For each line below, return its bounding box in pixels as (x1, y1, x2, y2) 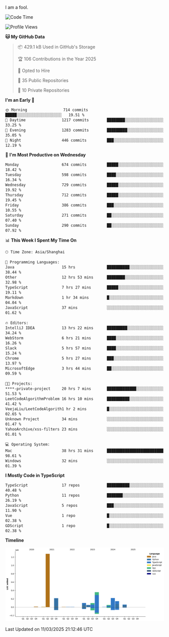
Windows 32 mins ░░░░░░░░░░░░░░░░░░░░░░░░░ (5, 458, 164, 463)
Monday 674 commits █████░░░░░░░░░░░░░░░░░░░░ (5, 162, 164, 167)
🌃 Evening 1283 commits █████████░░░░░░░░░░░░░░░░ (5, 128, 164, 133)
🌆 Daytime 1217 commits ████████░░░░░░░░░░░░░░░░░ (5, 117, 164, 123)
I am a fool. (5, 5, 29, 10)
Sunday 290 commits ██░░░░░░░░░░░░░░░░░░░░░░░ (5, 223, 164, 228)
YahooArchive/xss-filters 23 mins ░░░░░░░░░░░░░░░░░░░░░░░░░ (5, 427, 164, 432)
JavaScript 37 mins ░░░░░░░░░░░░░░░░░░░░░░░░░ (5, 305, 164, 310)
